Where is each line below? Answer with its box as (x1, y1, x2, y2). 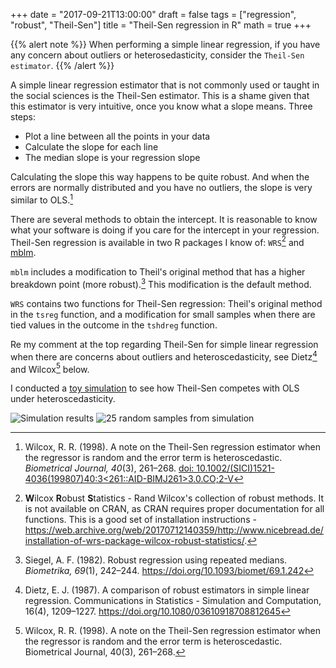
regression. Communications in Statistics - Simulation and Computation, (24, 595, 322, 607)
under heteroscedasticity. (10, 393, 116, 405)
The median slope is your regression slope (24, 152, 201, 163)
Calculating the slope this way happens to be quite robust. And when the (10, 171, 310, 183)
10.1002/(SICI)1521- (196, 462, 275, 474)
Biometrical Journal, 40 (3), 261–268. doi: (24, 462, 195, 474)
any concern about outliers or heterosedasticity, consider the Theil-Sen (10, 49, 305, 61)
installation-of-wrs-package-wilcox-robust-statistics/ (24, 535, 245, 547)
